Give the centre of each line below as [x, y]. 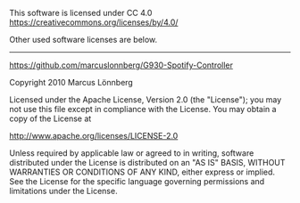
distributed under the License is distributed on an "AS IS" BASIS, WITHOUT [147, 162]
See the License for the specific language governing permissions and [137, 181]
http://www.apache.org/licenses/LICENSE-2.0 [94, 136]
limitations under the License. [63, 191]
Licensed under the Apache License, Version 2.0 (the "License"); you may [146, 100]
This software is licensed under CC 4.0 [81, 13]
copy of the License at [50, 118]
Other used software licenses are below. [83, 40]
